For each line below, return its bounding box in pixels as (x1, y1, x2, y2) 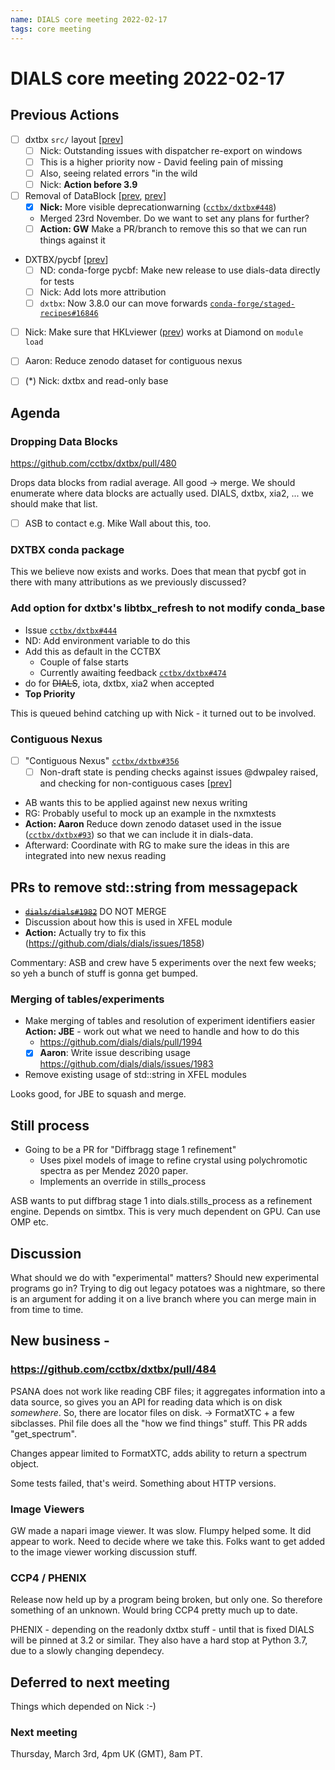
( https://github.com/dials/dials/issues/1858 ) (24, 937, 205, 949)
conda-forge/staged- (209, 299, 296, 310)
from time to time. (10, 1303, 84, 1315)
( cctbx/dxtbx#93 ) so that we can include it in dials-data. (24, 829, 254, 841)
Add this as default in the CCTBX (24, 645, 162, 657)
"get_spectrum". (10, 1427, 77, 1440)
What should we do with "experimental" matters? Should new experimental (10, 1271, 320, 1283)
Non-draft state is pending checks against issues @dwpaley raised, (39, 766, 319, 778)
